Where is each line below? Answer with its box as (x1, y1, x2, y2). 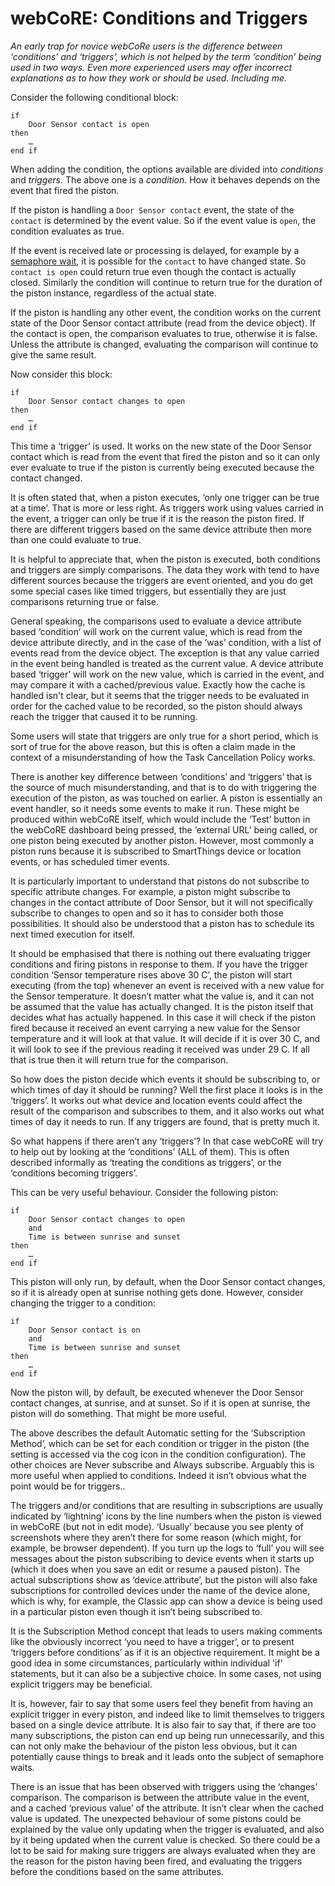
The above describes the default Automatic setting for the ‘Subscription (10, 1427, 306, 1439)
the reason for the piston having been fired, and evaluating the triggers (10, 1855, 303, 1867)
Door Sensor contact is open (28, 119, 150, 129)
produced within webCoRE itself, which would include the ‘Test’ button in (10, 813, 311, 825)
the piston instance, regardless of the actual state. (10, 287, 217, 299)
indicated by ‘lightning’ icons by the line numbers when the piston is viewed (10, 1510, 322, 1522)
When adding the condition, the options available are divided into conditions (10, 163, 324, 175)
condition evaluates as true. (10, 225, 125, 237)
